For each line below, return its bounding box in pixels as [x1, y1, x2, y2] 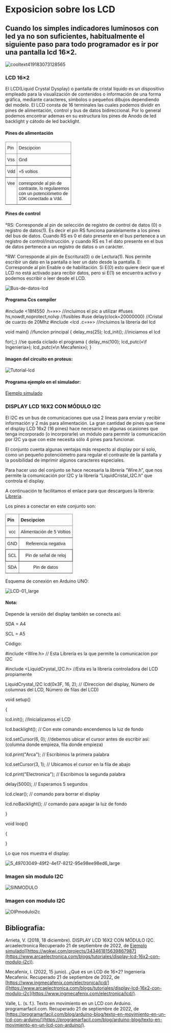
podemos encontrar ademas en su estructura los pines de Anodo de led [5, 113, 157, 119]
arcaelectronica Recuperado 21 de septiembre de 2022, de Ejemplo [5, 943, 147, 949]
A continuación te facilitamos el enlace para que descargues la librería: [5, 488, 155, 494]
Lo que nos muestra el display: [5, 850, 70, 856]
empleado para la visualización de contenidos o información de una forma [5, 91, 161, 98]
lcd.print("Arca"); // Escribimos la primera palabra [5, 751, 110, 757]
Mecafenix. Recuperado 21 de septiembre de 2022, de [5, 974, 120, 980]
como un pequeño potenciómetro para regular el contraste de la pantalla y [5, 451, 162, 458]
